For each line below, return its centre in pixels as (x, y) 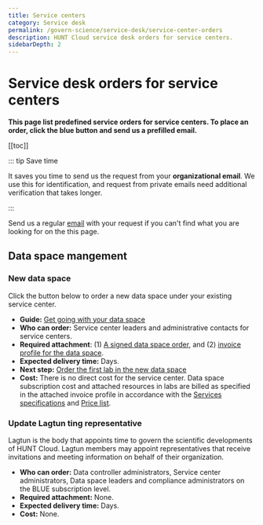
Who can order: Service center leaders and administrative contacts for (134, 328)
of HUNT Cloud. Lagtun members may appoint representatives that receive (130, 449)
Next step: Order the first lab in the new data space (103, 369)
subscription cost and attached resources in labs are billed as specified (135, 386)
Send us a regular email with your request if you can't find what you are (124, 223)
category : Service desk (47, 23)
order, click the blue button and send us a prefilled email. (103, 130)
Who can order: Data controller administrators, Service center (120, 472)
